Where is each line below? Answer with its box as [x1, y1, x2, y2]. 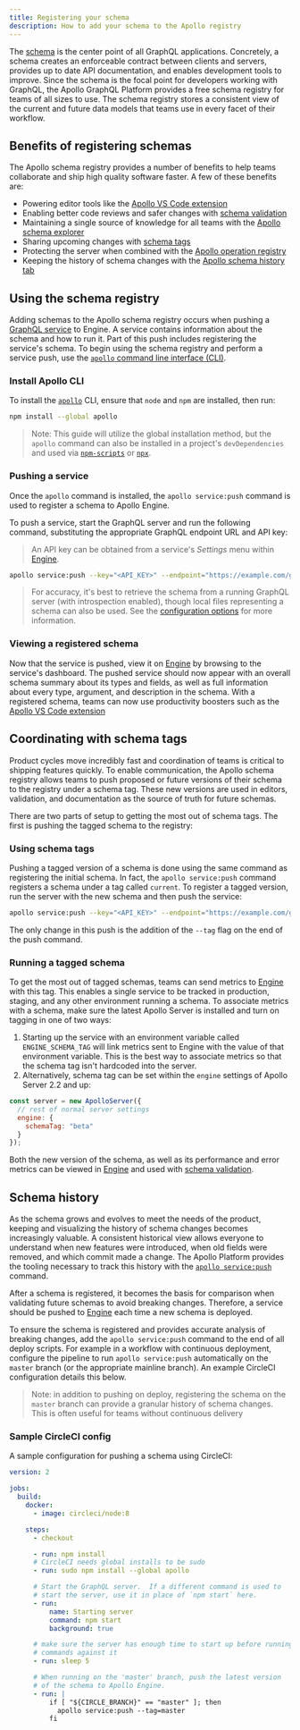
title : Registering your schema [9, 13, 129, 22]
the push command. [9, 933, 83, 944]
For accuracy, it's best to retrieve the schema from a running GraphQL [30, 587, 290, 597]
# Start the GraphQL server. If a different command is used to [32, 1582, 281, 1591]
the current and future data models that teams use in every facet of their [9, 103, 276, 114]
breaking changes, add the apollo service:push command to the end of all [9, 1334, 285, 1345]
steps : [25, 1525, 50, 1534]
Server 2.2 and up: [21, 1079, 91, 1091]
